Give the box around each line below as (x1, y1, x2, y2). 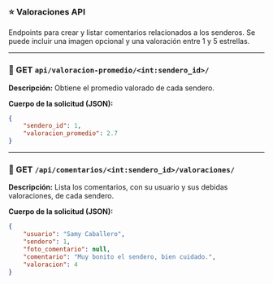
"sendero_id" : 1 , (23, 122, 82, 130)
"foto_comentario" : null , (23, 246, 111, 254)
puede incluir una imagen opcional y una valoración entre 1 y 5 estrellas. (8, 37, 250, 46)
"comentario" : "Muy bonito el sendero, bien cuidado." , (23, 252, 217, 261)
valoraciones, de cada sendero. (8, 191, 115, 201)
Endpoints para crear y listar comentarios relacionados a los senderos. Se (8, 28, 256, 37)
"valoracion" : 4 (23, 260, 79, 269)
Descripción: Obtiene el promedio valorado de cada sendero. (8, 83, 215, 93)
